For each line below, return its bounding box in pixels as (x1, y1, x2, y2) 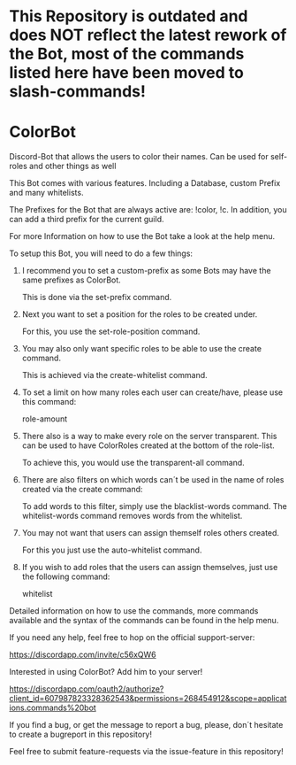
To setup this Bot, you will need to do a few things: (9, 248, 193, 259)
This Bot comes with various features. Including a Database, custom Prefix (9, 178, 281, 189)
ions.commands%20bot (9, 702, 97, 714)
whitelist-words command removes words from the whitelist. (21, 511, 243, 522)
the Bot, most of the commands (9, 44, 245, 64)
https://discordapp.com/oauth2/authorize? (9, 684, 164, 694)
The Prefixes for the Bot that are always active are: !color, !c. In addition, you (9, 205, 287, 215)
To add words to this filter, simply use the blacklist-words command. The (21, 501, 287, 512)
